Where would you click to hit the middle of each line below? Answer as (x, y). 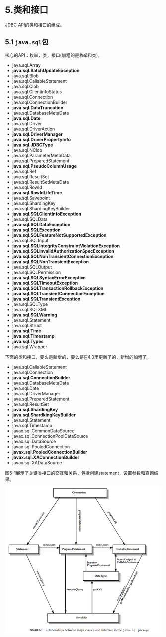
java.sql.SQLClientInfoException (46, 214)
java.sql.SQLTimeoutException (45, 283)
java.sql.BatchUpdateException (46, 70)
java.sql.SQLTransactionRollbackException (58, 288)
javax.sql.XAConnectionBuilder (46, 457)
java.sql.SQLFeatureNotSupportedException (59, 235)
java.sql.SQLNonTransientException (51, 262)
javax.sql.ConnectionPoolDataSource (50, 436)
